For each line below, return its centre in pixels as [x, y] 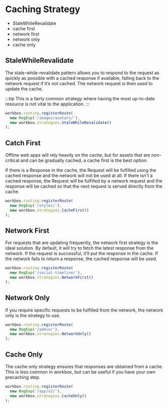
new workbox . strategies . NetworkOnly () [51, 334]
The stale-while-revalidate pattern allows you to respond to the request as [82, 73]
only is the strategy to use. [33, 315]
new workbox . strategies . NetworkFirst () [52, 278]
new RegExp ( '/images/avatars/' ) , [45, 118]
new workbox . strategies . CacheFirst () [49, 210]
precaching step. [23, 377]
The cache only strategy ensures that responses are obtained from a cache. [84, 366]
